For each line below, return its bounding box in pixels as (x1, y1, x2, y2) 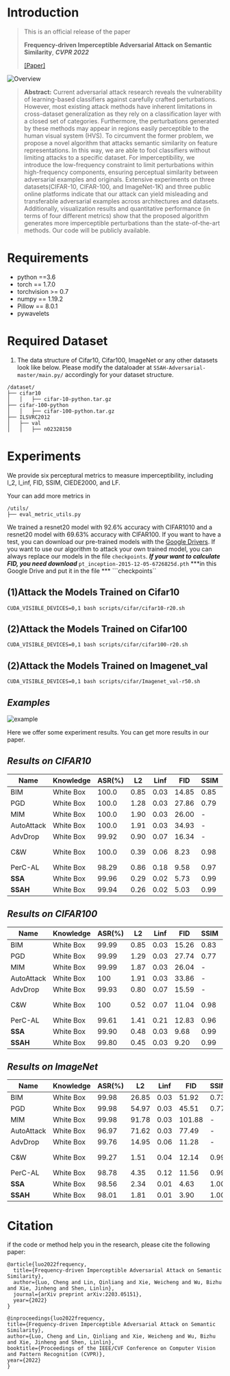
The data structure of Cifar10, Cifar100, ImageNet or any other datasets (16, 356, 218, 364)
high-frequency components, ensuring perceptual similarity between (23, 168, 218, 176)
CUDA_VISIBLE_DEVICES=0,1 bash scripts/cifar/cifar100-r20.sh (7, 641, 188, 648)
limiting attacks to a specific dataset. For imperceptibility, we (23, 153, 195, 162)
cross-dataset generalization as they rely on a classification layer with (23, 110, 221, 118)
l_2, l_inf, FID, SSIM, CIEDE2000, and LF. (7, 478, 121, 487)
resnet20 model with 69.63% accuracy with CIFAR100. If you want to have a (7, 530, 221, 539)
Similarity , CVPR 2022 (23, 48, 89, 56)
